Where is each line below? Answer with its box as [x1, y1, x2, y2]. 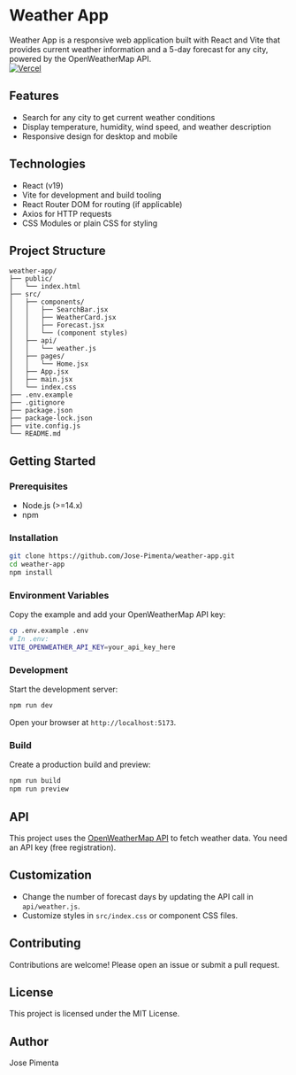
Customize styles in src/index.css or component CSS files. [21, 909, 239, 921]
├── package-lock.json [9, 414, 93, 423]
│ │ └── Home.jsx [9, 360, 89, 368]
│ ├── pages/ [9, 352, 65, 361]
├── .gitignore [9, 398, 65, 407]
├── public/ [9, 275, 53, 283]
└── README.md [9, 429, 62, 438]
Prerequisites [9, 480, 68, 492]
